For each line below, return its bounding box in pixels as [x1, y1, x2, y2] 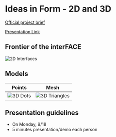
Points [11, 84, 27, 91]
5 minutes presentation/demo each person [12, 127, 98, 133]
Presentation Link [5, 29, 40, 34]
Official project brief [5, 19, 45, 25]
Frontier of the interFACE [5, 43, 82, 51]
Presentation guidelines [5, 108, 79, 117]
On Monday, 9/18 [12, 122, 47, 127]
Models [5, 70, 28, 78]
